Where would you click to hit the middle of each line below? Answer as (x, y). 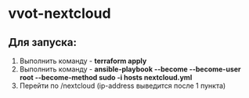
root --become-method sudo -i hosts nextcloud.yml (106, 77)
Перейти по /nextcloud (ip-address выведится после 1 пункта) (123, 86)
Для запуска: (42, 42)
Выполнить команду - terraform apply (83, 61)
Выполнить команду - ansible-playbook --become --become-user (130, 69)
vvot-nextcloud (60, 14)
